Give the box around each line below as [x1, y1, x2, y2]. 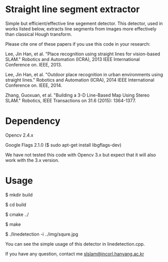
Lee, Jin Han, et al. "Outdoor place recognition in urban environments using [5, 71, 163, 77]
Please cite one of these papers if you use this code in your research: [5, 41, 151, 47]
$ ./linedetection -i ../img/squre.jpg [5, 231, 79, 237]
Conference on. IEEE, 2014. [5, 82, 62, 88]
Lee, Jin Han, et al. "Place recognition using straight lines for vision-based [5, 51, 160, 57]
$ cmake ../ [5, 211, 29, 217]
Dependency [5, 115, 61, 127]
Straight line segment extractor [5, 4, 140, 15]
